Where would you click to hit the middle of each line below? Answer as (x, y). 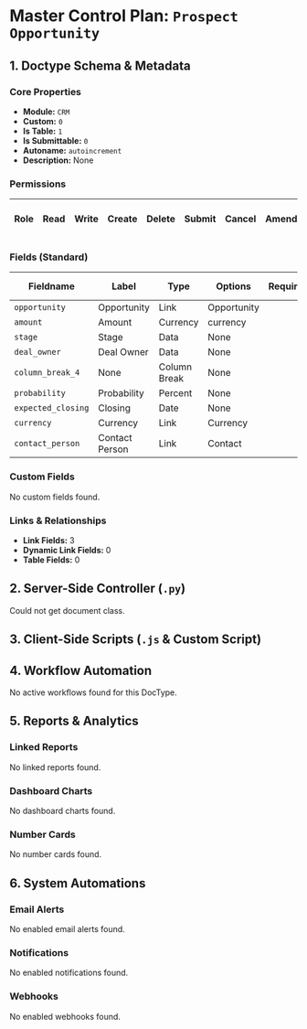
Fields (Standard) (49, 257)
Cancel (241, 219)
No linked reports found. (55, 767)
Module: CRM (46, 112)
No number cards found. (56, 854)
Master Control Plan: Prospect (124, 16)
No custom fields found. (55, 497)
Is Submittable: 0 (55, 140)
